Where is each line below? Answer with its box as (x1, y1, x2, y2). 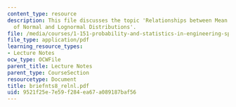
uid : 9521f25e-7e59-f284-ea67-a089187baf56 (7, 89, 137, 96)
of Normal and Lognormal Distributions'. (13, 23, 137, 30)
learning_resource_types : (7, 43, 83, 50)
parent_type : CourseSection (7, 69, 90, 76)
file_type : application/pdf (7, 37, 90, 44)
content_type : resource (7, 10, 77, 18)
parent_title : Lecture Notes (7, 63, 93, 70)
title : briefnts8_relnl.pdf (7, 82, 90, 89)
